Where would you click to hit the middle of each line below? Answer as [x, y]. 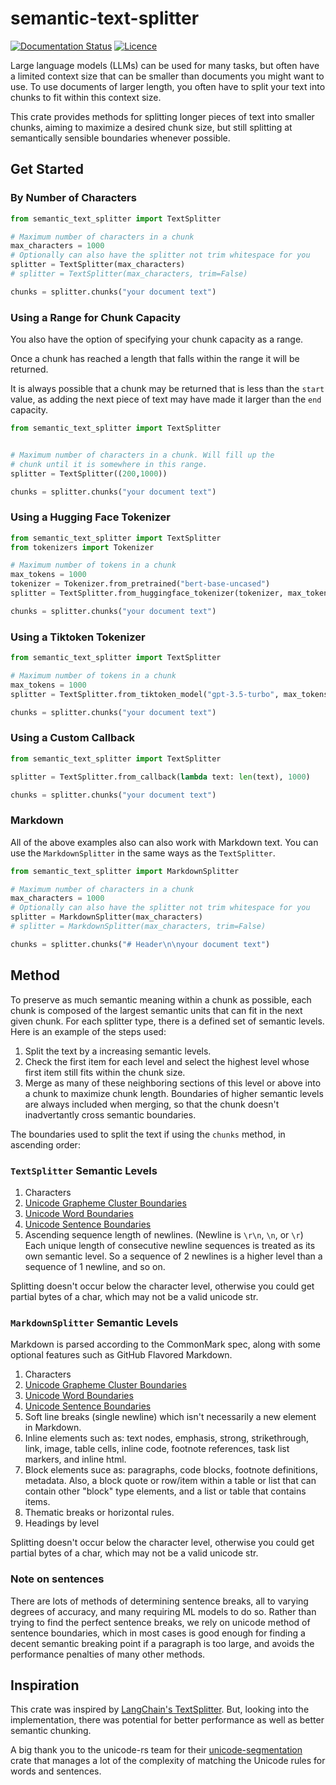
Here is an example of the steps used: [88, 1031]
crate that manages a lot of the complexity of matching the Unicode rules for [168, 1761]
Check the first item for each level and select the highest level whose [167, 1061]
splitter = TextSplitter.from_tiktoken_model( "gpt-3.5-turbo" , [145, 694]
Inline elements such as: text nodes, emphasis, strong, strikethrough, [167, 1438]
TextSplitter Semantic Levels [84, 1170]
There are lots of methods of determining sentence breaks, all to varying [159, 1601]
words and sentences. [56, 1771]
